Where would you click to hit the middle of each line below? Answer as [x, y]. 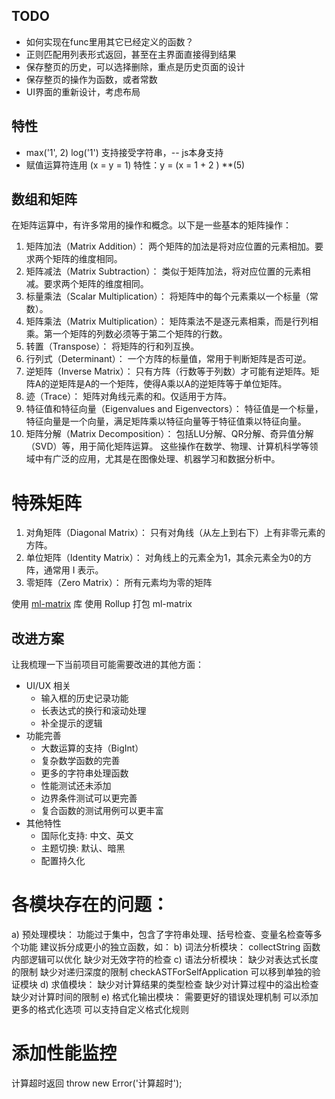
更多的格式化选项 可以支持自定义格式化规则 [100, 1010]
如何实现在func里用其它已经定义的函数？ [109, 41]
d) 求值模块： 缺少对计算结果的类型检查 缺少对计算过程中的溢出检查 [179, 985]
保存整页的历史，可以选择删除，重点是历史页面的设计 [135, 66]
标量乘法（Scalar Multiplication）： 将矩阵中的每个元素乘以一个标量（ [167, 296]
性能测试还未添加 [76, 786]
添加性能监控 [64, 1053]
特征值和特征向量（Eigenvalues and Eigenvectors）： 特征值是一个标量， [174, 409]
